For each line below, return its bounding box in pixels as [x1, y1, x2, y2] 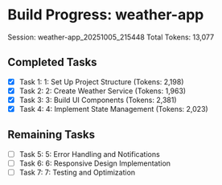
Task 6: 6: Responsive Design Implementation [18, 158, 171, 168]
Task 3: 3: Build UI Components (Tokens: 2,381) [18, 95, 177, 105]
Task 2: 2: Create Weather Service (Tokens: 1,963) [18, 86, 187, 96]
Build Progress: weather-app [7, 6, 204, 24]
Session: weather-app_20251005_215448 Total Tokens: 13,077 [7, 32, 215, 42]
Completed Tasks [7, 55, 97, 69]
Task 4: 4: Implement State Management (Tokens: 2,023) [18, 104, 208, 113]
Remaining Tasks [7, 128, 96, 142]
